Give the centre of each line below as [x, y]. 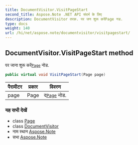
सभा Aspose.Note [30, 137]
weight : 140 [17, 28]
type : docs [16, 24]
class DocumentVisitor [35, 126]
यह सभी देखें [16, 110]
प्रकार [33, 87]
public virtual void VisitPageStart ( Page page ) [56, 74]
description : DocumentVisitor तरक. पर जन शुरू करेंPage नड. [64, 19]
